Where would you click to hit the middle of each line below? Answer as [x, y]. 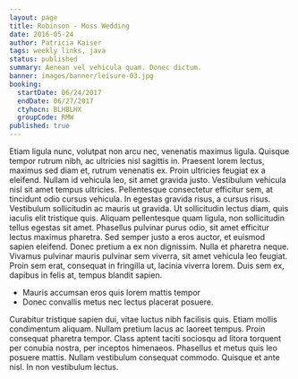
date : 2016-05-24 [42, 34]
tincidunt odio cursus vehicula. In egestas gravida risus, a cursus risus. [140, 199]
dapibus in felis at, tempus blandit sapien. [86, 275]
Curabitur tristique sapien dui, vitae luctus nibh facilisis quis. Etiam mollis [143, 319]
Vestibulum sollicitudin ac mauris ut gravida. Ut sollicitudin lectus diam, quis [149, 208]
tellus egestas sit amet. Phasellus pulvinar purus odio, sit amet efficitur [140, 228]
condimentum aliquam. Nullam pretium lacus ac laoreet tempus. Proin [137, 329]
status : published [43, 59]
